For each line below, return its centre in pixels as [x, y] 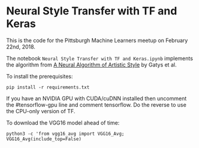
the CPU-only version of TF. [41, 111]
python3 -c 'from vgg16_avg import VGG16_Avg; [65, 134]
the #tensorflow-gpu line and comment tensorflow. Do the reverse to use [97, 105]
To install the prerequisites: [40, 76]
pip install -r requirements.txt [48, 87]
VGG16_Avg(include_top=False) [44, 139]
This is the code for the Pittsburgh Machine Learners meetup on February [97, 40]
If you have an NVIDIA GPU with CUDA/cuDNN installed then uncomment [97, 98]
